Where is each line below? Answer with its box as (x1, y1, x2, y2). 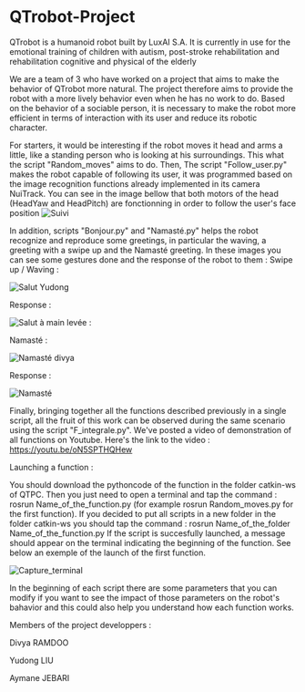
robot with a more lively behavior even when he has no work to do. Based (9, 93, 285, 104)
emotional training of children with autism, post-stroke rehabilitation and (9, 46, 280, 57)
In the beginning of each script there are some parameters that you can (9, 582, 278, 594)
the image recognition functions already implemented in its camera (9, 178, 261, 189)
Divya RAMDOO (9, 636, 69, 648)
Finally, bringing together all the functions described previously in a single (9, 405, 287, 416)
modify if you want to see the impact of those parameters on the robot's (9, 592, 280, 603)
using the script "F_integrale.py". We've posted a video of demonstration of (9, 424, 292, 435)
